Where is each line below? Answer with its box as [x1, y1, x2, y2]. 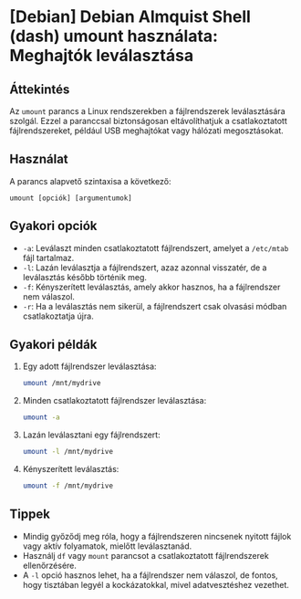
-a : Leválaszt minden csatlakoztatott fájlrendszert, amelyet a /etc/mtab [22, 242, 289, 253]
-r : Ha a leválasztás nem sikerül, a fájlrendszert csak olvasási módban [22, 300, 287, 311]
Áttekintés [9, 81, 70, 97]
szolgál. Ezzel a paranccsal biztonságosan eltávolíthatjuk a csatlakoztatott [9, 116, 287, 126]
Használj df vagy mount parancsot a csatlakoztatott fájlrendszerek [22, 550, 269, 561]
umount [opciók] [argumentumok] [9, 194, 132, 203]
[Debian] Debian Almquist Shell [9, 6, 251, 27]
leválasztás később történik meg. [22, 271, 148, 282]
